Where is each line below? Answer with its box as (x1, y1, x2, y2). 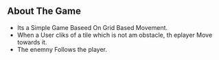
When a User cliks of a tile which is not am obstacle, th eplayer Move (16, 31, 213, 39)
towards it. (16, 37, 47, 46)
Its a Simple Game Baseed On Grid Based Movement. (16, 23, 168, 31)
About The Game (7, 5, 81, 17)
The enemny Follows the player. (16, 45, 108, 53)
